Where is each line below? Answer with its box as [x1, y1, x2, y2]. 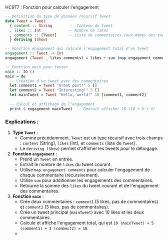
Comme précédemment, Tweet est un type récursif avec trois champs [19, 134, 163, 140]
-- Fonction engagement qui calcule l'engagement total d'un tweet [5, 46, 149, 51]
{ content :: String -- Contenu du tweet [9, 23, 113, 28]
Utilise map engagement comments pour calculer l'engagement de [19, 166, 150, 172]
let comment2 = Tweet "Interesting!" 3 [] [9, 87, 99, 93]
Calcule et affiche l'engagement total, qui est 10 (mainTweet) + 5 [19, 219, 154, 225]
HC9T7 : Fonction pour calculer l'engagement [5, 4, 99, 10]
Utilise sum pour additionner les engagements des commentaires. [19, 177, 153, 183]
